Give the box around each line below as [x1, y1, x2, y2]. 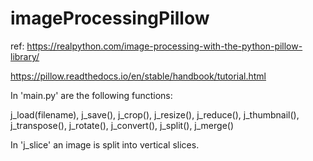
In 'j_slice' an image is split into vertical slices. [10, 138, 200, 151]
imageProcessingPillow [10, 7, 210, 30]
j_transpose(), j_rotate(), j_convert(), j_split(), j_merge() [10, 119, 235, 131]
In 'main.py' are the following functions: [10, 89, 173, 101]
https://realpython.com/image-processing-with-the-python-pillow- [26, 40, 303, 52]
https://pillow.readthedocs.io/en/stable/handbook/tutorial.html [10, 70, 267, 82]
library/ [10, 50, 40, 62]
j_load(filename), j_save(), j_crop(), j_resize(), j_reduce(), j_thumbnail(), [10, 108, 300, 121]
